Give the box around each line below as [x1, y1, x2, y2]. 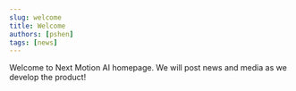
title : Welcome [9, 21, 66, 30]
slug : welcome [9, 12, 63, 22]
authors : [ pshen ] [9, 29, 74, 38]
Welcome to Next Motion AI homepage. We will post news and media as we [9, 62, 288, 73]
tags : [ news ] [9, 37, 58, 47]
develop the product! [9, 72, 87, 83]
